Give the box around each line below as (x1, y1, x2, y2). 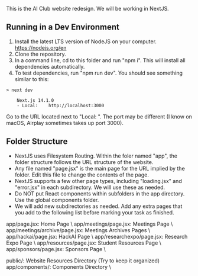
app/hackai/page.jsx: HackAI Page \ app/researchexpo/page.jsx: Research (6, 233, 188, 240)
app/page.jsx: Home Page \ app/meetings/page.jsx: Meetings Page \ (6, 220, 173, 227)
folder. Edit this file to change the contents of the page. (14, 171, 149, 178)
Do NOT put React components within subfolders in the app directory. (14, 190, 185, 197)
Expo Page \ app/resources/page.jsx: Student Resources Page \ (6, 239, 161, 246)
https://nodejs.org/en (14, 44, 67, 51)
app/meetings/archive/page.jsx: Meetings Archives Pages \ (6, 226, 151, 233)
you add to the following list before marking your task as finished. (14, 208, 174, 216)
